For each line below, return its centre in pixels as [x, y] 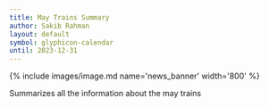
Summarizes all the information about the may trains [105, 94]
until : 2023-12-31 [43, 51]
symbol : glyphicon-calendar [62, 42]
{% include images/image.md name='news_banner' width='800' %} [135, 76]
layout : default [39, 34]
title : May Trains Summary [59, 17]
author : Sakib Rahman [50, 26]
